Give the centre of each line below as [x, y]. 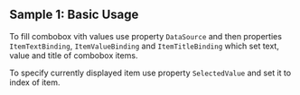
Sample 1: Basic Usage [74, 15]
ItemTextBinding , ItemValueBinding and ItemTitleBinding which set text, [145, 46]
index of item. [35, 82]
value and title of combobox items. [74, 55]
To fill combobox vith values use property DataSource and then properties [146, 36]
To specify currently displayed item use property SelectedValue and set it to [150, 73]
